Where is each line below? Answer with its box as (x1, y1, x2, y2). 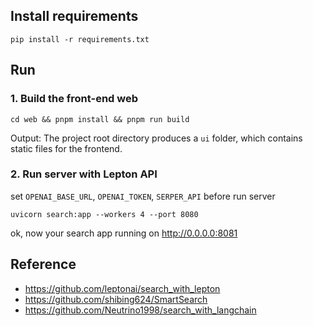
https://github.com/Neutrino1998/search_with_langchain (24, 304, 257, 316)
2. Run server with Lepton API (10, 167, 158, 181)
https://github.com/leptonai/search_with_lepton (24, 282, 221, 294)
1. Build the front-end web (10, 92, 139, 106)
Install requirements (10, 8, 139, 25)
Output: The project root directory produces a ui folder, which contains (10, 132, 303, 144)
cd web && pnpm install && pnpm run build (10, 114, 190, 124)
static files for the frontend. (10, 142, 123, 154)
